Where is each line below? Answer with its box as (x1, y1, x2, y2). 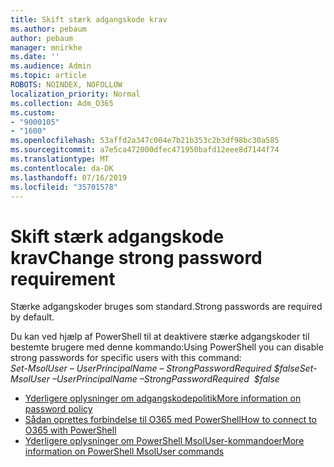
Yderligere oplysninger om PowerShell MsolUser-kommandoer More (24, 435, 305, 447)
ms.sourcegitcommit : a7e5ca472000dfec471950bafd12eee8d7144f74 (10, 145, 280, 155)
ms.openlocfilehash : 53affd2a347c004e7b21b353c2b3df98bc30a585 (10, 136, 280, 146)
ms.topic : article (10, 71, 87, 81)
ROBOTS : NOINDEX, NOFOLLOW (10, 80, 123, 90)
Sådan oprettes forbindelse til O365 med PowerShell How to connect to (24, 414, 317, 426)
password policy (24, 403, 93, 415)
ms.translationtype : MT (10, 154, 110, 164)
